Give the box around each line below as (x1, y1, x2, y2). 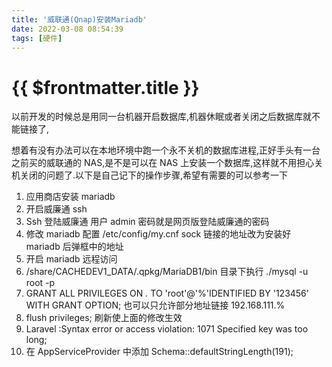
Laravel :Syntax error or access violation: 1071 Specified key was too (25, 323, 309, 335)
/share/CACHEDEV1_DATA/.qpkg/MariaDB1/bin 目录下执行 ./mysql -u (25, 266, 309, 278)
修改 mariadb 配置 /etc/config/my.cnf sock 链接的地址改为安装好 (25, 228, 292, 240)
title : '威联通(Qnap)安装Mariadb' (11, 14, 148, 25)
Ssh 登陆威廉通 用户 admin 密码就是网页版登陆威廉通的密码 (25, 216, 270, 228)
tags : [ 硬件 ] (11, 33, 63, 43)
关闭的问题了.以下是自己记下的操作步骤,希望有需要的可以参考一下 (19, 169, 289, 181)
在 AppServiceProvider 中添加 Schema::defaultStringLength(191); (25, 346, 294, 358)
